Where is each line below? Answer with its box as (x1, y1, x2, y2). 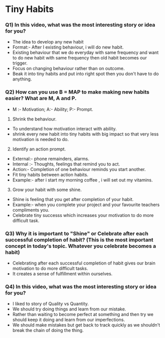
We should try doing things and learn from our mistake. (12, 306, 126, 312)
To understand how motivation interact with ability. (12, 125, 117, 131)
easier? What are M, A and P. (5, 95, 76, 102)
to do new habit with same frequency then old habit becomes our (12, 55, 147, 61)
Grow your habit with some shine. (12, 186, 82, 192)
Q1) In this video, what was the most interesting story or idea (5, 21, 155, 28)
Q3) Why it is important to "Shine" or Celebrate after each (5, 230, 148, 237)
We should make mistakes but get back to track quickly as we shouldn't (12, 322, 160, 328)
